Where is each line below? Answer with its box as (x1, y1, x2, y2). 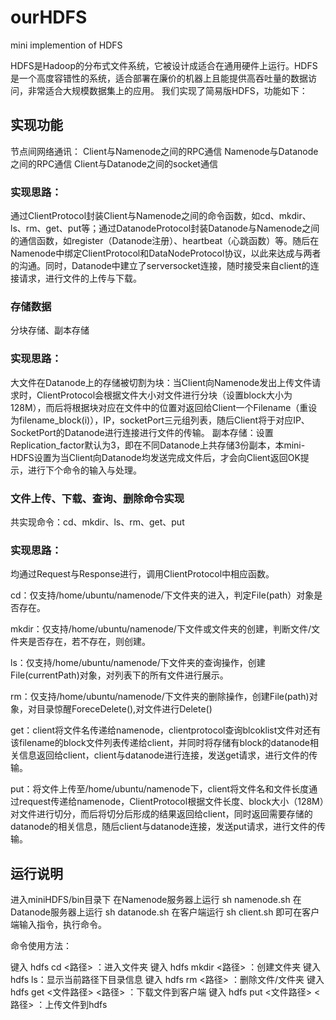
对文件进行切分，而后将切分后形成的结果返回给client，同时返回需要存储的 (10, 808, 313, 820)
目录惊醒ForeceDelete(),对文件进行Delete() (36, 703, 213, 715)
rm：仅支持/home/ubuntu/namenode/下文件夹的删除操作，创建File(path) (10, 691, 310, 703)
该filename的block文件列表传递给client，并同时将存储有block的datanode (10, 737, 310, 749)
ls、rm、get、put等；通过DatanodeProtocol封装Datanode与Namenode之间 (10, 222, 320, 235)
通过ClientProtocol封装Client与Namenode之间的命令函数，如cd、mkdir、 (10, 210, 312, 222)
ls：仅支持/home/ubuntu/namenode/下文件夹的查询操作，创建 (10, 657, 266, 669)
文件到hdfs (62, 999, 108, 1011)
